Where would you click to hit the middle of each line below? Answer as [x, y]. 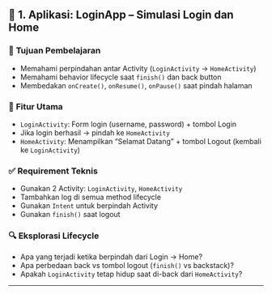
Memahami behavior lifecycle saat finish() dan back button [121, 77]
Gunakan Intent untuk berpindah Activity [89, 206]
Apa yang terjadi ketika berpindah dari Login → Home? [111, 257]
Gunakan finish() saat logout [70, 215]
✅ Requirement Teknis [53, 171]
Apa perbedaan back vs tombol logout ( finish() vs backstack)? [127, 265]
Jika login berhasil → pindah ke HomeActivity [95, 132]
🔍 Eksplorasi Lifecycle [54, 236]
